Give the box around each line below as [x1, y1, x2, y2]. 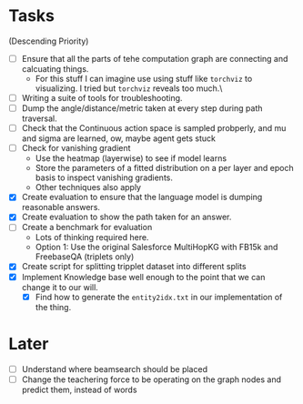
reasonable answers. [21, 202, 101, 213]
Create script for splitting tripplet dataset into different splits [21, 261, 247, 272]
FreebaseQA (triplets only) [35, 251, 135, 262]
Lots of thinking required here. [35, 232, 149, 243]
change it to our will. [21, 281, 99, 292]
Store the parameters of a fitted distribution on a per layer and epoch [35, 163, 294, 174]
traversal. [21, 113, 58, 124]
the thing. [35, 301, 72, 312]
